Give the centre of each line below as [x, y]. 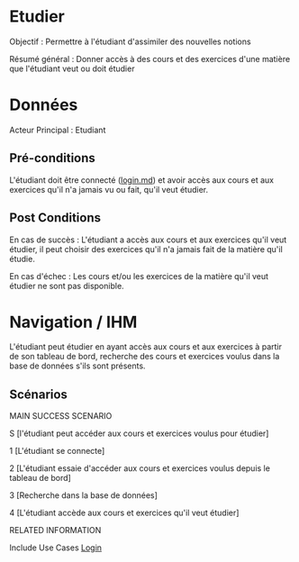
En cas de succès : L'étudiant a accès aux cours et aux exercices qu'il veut [148, 240]
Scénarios [38, 394]
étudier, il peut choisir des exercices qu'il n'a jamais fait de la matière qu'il [146, 249]
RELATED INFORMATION [55, 530]
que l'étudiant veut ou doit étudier [72, 68]
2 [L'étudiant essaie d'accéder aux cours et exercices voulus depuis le [140, 468]
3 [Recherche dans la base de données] [83, 495]
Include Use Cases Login [55, 548]
